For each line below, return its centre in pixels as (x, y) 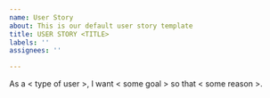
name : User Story (41, 17)
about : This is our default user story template (101, 26)
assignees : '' (36, 51)
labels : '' (29, 42)
